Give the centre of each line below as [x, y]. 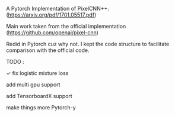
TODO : [15, 62]
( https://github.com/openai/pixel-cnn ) [52, 32]
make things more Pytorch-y [41, 108]
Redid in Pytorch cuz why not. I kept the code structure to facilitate [88, 44]
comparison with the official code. [48, 50]
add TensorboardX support [39, 96]
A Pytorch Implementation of [41, 9]
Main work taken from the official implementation [66, 26]
